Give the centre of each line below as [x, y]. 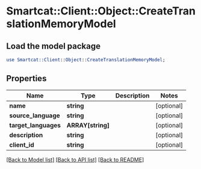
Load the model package [54, 46]
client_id [22, 144]
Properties [26, 78]
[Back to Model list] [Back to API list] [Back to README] [75, 159]
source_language [35, 115]
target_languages [35, 125]
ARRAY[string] [88, 125]
